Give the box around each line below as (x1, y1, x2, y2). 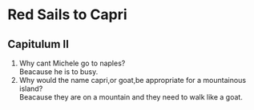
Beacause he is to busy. (18, 67, 99, 77)
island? (18, 84, 43, 93)
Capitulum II (7, 37, 70, 51)
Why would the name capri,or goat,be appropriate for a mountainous (18, 76, 246, 84)
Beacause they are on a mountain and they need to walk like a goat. (18, 92, 244, 101)
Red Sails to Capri (7, 6, 127, 24)
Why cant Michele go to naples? (18, 58, 126, 68)
